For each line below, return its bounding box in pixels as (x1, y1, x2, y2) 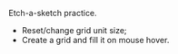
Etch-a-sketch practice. (8, 8, 97, 18)
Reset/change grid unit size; (21, 25, 128, 35)
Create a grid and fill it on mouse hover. (21, 35, 170, 45)
